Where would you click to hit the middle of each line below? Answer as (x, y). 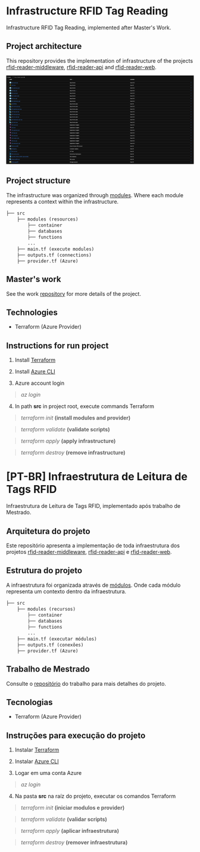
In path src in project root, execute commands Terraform (85, 406)
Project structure (38, 181)
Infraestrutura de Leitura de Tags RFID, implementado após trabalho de (93, 506)
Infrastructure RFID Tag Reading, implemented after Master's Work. (89, 27)
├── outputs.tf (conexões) (50, 645)
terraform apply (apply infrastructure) (68, 441)
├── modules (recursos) (46, 609)
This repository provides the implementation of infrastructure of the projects (100, 60)
